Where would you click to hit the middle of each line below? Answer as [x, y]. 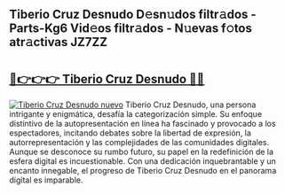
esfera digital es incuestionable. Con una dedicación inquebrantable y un [143, 161]
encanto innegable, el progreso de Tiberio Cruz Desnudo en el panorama [143, 171]
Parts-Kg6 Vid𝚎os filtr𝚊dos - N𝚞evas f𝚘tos [131, 29]
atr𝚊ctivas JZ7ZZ [59, 42]
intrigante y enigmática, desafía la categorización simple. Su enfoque [136, 114]
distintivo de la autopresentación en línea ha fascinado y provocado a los [143, 124]
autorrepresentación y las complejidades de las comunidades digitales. [139, 142]
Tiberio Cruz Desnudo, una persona [191, 105]
